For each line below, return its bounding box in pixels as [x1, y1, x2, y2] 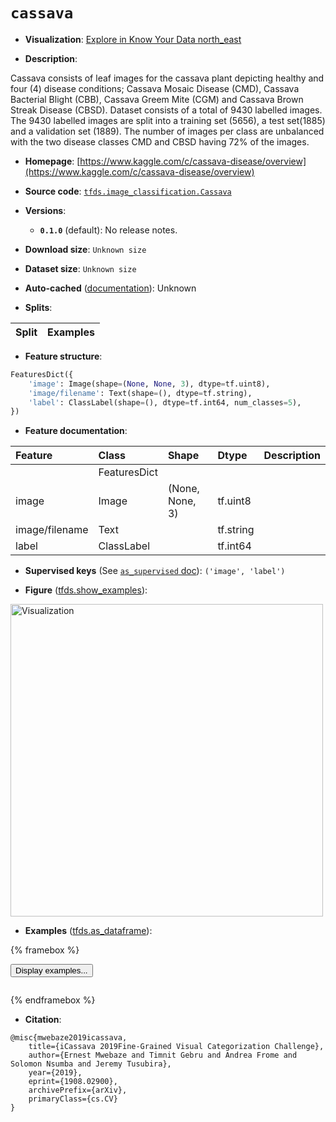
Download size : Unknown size [24, 243, 147, 255]
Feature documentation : [24, 425, 128, 437]
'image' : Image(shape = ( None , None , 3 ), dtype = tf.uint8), [28, 379, 271, 389]
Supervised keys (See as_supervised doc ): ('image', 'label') [24, 565, 286, 577]
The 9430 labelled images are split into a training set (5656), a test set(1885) [10, 114, 326, 126]
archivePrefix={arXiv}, [28, 1085, 128, 1096]
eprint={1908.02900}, [28, 1077, 118, 1087]
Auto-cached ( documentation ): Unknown [24, 282, 197, 294]
